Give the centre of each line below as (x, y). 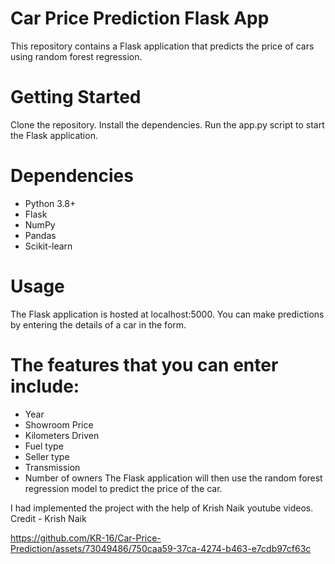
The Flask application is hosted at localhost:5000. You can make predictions (167, 314)
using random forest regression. (76, 56)
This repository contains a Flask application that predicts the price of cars (162, 46)
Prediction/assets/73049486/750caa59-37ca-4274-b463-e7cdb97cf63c (161, 548)
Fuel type (44, 446)
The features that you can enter (144, 364)
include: (45, 386)
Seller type (47, 456)
